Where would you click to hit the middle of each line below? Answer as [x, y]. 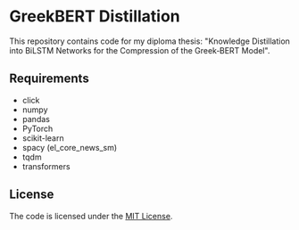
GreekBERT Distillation [95, 16]
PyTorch [37, 128]
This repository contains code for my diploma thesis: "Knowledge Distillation [149, 41]
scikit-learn [43, 138]
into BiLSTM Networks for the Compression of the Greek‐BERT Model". [140, 50]
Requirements [49, 79]
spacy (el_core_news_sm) [70, 147]
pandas [36, 119]
